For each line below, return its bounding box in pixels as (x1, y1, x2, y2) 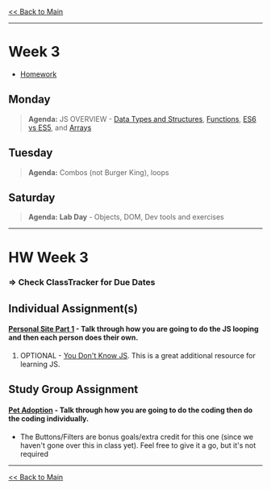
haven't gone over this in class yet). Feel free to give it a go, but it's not (19, 440, 256, 450)
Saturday (8, 190, 56, 204)
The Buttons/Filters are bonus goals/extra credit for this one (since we (19, 432, 254, 441)
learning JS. (19, 359, 60, 370)
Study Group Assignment (8, 382, 139, 396)
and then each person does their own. (8, 332, 139, 342)
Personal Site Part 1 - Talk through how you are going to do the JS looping (8, 324, 260, 334)
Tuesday (8, 146, 53, 160)
